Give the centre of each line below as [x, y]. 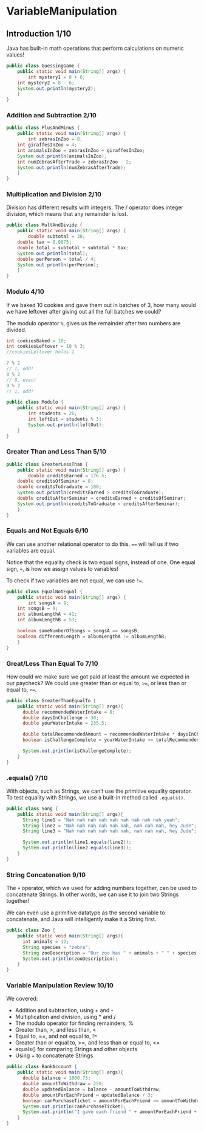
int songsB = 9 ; [38, 609]
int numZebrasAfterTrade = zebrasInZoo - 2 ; [74, 162]
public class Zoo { [31, 930]
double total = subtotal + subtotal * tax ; [73, 247]
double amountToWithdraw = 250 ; [63, 1084]
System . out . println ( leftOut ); [66, 425]
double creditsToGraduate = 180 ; [59, 487]
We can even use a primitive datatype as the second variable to [86, 913]
